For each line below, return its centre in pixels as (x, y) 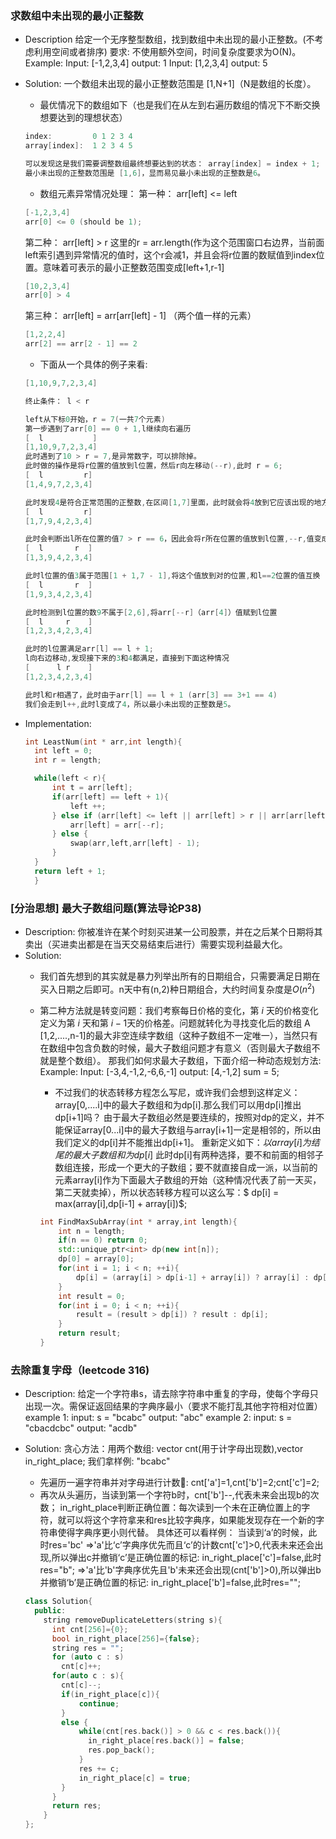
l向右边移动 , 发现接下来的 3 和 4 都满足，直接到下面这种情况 (127, 658)
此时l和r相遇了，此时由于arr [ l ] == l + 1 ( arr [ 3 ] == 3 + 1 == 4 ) (151, 695)
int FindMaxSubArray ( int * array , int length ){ (138, 1222)
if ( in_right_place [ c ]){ (110, 1694)
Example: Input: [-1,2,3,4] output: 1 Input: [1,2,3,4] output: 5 (146, 63)
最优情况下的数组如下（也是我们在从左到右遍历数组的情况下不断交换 (180, 105)
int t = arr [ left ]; (92, 788)
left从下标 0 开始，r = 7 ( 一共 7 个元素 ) (95, 419)
